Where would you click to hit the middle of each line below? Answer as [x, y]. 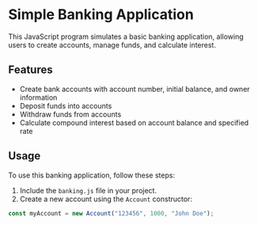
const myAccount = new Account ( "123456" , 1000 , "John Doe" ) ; [111, 213]
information [38, 97]
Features [30, 70]
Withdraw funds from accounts [70, 114]
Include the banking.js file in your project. [88, 190]
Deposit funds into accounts [66, 105]
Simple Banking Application [101, 15]
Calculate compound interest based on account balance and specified [134, 122]
